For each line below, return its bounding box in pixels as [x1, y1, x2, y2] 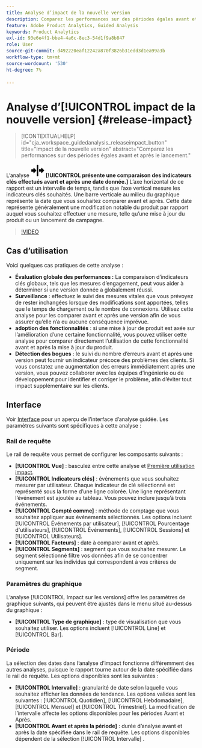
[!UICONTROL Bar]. [14, 631, 63, 638]
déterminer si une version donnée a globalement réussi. [14, 286, 153, 293]
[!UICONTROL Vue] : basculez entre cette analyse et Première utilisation [14, 463, 195, 470]
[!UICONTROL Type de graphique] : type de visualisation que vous [14, 618, 182, 625]
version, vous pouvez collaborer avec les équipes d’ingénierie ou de [14, 369, 185, 376]
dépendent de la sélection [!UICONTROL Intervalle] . [14, 735, 145, 742]
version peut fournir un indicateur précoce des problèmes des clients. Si [14, 357, 194, 364]
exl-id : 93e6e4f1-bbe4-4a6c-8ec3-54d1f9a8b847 [6, 35, 125, 42]
